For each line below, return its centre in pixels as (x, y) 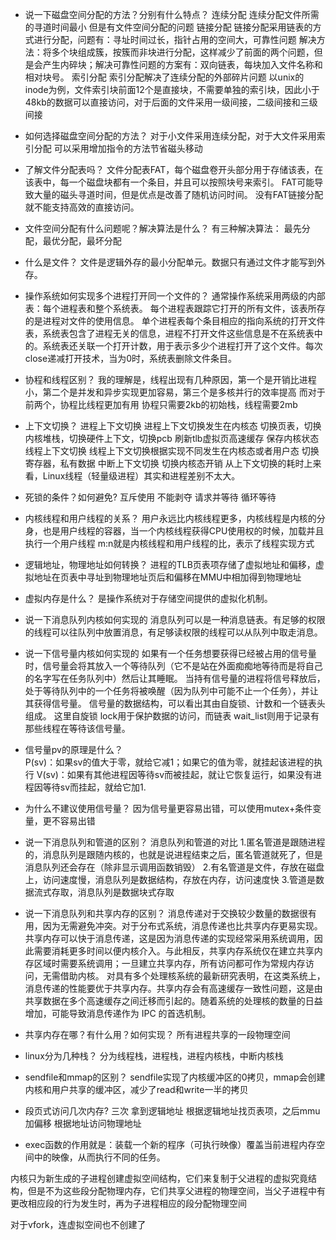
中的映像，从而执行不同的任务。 (99, 1157)
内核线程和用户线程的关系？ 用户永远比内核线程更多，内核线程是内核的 (170, 518)
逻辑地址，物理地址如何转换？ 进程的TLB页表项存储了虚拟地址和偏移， (170, 564)
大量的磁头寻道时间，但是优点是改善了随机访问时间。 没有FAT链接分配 (178, 194)
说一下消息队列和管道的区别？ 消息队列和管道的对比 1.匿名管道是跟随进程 (175, 842)
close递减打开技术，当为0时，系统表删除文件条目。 (130, 358)
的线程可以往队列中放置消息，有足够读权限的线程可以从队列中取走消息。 (173, 632)
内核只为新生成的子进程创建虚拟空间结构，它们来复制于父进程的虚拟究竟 (159, 1178)
